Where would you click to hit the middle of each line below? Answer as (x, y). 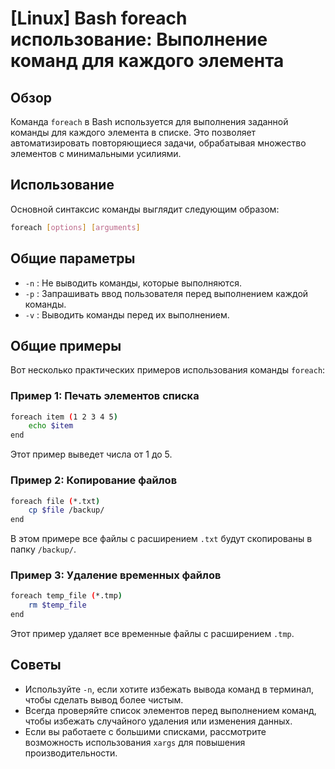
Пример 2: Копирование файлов (94, 480)
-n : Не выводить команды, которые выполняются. (133, 283)
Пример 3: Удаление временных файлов (116, 575)
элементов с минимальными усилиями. (96, 153)
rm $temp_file (57, 605)
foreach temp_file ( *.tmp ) (66, 596)
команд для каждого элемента (147, 61)
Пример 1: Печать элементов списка (105, 396)
